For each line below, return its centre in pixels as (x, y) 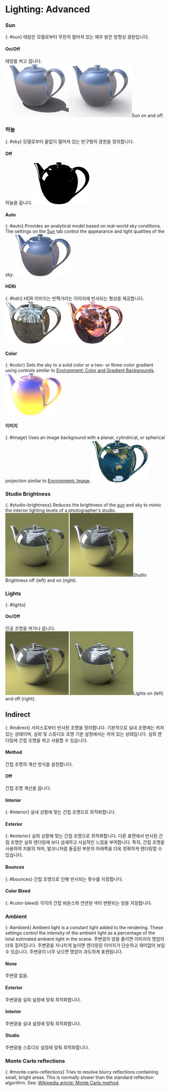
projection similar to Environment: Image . (48, 481)
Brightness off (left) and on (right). (41, 580)
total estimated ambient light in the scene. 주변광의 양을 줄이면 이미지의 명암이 (85, 939)
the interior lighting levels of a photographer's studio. (61, 511)
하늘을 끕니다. (19, 203)
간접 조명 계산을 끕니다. (28, 788)
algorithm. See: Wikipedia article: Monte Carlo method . (63, 1083)
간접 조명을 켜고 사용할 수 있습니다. (53, 740)
